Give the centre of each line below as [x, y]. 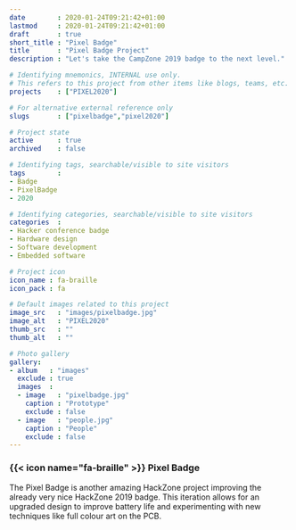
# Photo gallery [39, 353]
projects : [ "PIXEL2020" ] [63, 91]
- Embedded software [48, 255]
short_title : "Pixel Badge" [63, 42]
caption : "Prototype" [67, 403]
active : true [45, 141]
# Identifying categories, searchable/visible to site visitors [131, 214]
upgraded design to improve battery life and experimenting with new [135, 506]
